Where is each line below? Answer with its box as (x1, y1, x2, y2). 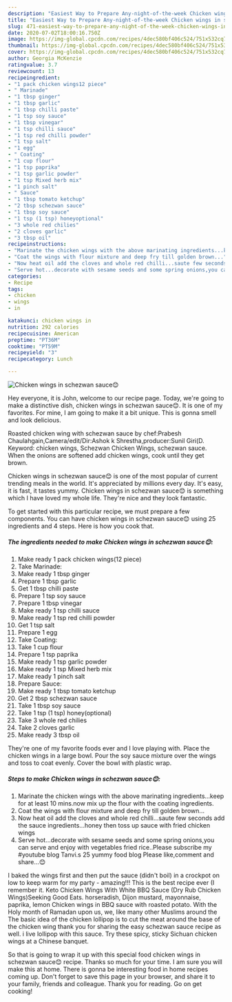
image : (8, 36, 27, 43)
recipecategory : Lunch (8, 356, 73, 362)
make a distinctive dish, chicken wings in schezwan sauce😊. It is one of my (8, 401, 223, 409)
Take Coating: (17, 635, 58, 644)
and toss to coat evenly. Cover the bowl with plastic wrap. (8, 759, 172, 767)
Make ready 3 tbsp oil (17, 730, 80, 739)
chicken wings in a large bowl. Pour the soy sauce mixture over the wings (8, 751, 216, 759)
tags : (8, 285, 23, 293)
